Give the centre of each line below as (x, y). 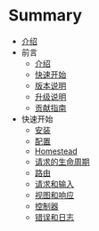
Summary (45, 16)
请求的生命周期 (62, 162)
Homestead (56, 151)
